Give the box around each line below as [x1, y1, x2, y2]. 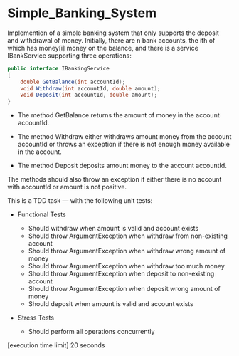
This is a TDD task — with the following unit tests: [7, 197, 153, 205]
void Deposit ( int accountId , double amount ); [20, 91, 158, 99]
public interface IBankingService [7, 65, 110, 72]
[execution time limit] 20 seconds [7, 341, 105, 350]
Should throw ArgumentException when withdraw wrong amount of [28, 247, 226, 256]
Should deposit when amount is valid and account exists [28, 300, 193, 308]
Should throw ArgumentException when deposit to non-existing [28, 269, 215, 278]
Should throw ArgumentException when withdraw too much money [28, 262, 225, 271]
